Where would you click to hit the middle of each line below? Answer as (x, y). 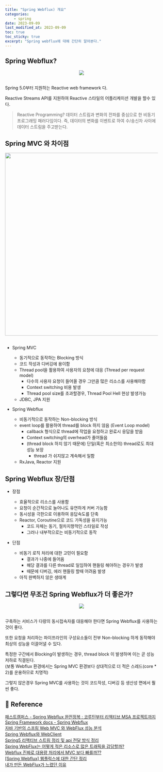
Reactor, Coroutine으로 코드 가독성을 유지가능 (63, 520)
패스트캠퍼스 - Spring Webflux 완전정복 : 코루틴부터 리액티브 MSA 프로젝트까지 (81, 716)
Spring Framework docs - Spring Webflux (47, 722)
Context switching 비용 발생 (54, 387)
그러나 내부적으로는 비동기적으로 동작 (62, 532)
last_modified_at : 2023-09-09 (36, 28)
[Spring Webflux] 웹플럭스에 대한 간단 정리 (46, 758)
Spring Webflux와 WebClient (33, 734)
